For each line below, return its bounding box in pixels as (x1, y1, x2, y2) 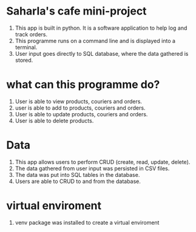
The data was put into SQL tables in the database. (15, 171, 140, 178)
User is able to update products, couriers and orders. (15, 110, 148, 118)
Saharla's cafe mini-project (6, 4, 147, 18)
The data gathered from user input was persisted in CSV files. (15, 165, 170, 172)
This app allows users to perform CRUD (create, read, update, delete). (15, 158, 191, 165)
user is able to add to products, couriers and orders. (15, 104, 146, 111)
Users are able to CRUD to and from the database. (15, 177, 141, 185)
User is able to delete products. (15, 117, 94, 124)
